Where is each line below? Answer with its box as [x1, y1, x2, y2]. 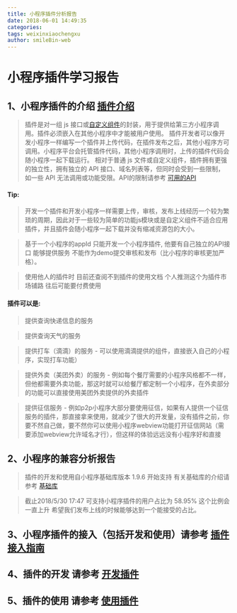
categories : [7, 23, 42, 31]
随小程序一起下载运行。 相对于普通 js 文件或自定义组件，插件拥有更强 [24, 156, 228, 164]
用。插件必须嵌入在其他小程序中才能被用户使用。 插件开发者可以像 [24, 129, 219, 138]
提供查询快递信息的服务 [24, 316, 93, 325]
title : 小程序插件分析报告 [7, 10, 78, 18]
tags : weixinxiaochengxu [7, 30, 81, 38]
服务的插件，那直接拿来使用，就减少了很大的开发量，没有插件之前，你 [24, 412, 230, 421]
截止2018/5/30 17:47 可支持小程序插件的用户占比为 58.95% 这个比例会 [24, 497, 230, 505]
